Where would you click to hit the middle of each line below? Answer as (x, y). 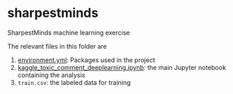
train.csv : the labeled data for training (74, 82)
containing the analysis (51, 75)
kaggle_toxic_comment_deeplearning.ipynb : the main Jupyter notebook (122, 67)
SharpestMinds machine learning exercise (69, 33)
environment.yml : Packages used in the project (86, 60)
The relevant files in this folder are (57, 46)
